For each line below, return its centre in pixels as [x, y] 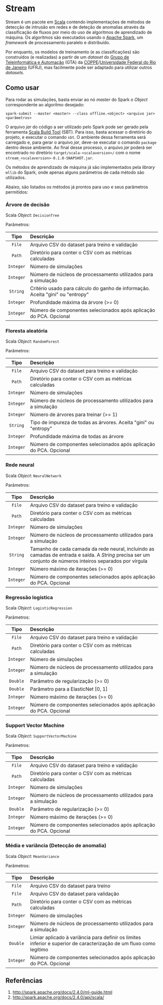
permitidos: [17, 192]
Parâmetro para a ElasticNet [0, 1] [69, 689]
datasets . [15, 72]
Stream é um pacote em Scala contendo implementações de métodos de [78, 22]
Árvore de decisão [28, 204]
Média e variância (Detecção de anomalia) [56, 846]
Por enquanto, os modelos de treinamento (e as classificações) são [73, 52]
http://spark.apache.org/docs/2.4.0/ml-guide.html [62, 992]
